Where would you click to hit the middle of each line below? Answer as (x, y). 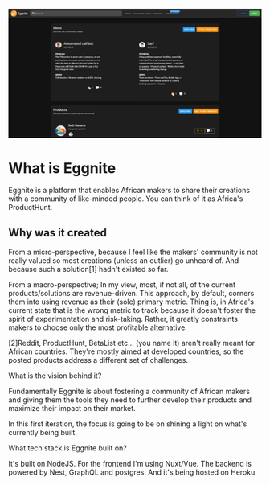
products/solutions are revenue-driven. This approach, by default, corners (131, 294)
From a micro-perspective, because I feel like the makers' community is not (133, 252)
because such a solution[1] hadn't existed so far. (88, 269)
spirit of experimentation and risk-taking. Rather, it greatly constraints (123, 319)
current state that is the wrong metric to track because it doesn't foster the (132, 310)
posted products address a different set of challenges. (98, 360)
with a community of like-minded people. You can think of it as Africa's (126, 199)
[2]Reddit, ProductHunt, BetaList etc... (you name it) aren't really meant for (132, 343)
